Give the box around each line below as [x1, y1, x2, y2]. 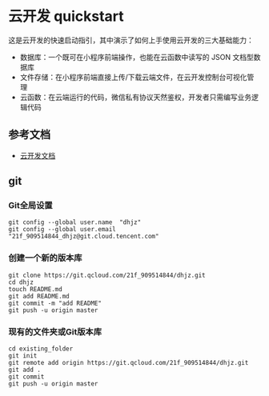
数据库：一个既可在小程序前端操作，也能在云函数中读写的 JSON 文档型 [19, 52, 254, 62]
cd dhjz [8, 278, 34, 286]
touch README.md [8, 285, 62, 293]
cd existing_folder [8, 345, 74, 353]
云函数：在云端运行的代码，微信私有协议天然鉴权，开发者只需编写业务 [19, 92, 252, 102]
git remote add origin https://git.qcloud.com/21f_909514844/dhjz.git [8, 359, 249, 367]
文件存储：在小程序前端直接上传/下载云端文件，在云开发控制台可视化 [19, 72, 247, 82]
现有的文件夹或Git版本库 [8, 326, 102, 337]
